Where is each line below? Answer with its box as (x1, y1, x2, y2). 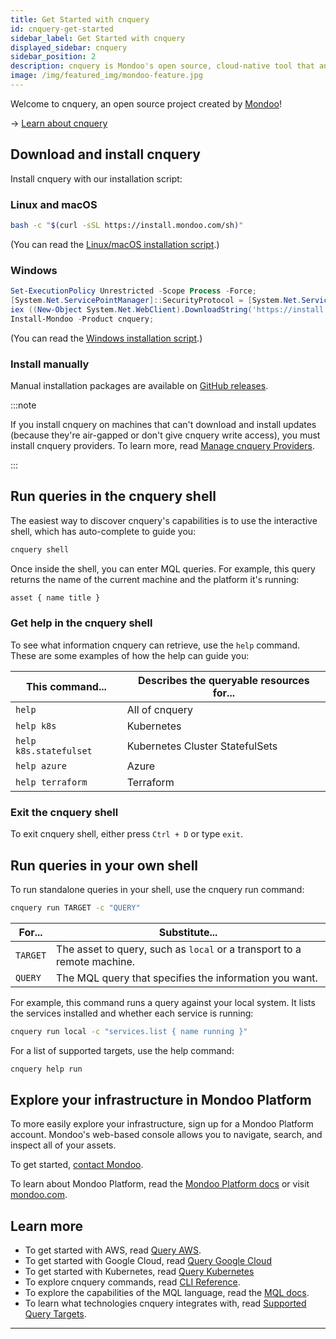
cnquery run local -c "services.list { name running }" (10, 1026, 248, 1036)
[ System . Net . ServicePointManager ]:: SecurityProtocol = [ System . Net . (10, 296, 302, 306)
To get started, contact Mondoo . (10, 1159, 144, 1171)
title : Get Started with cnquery (10, 14, 150, 25)
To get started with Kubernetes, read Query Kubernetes (24, 1266, 255, 1278)
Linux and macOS (10, 197, 98, 211)
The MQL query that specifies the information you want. (56, 971, 318, 985)
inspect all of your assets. (10, 1139, 117, 1151)
